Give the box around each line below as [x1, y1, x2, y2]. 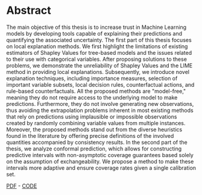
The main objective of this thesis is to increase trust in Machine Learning [6, 23, 187, 31]
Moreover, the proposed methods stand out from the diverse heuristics [6, 126, 183, 133]
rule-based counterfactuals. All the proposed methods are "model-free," [6, 87, 186, 94]
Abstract [6, 4, 51, 17]
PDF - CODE [6, 182, 37, 190]
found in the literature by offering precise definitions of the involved [6, 132, 174, 139]
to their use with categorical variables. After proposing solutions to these [6, 55, 187, 63]
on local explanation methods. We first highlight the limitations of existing [6, 43, 188, 50]
